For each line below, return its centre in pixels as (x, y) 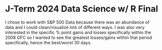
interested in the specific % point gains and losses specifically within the (78, 32)
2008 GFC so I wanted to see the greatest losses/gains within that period (79, 37)
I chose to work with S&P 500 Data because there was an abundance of (77, 22)
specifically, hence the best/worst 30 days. (48, 42)
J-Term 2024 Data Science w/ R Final (82, 9)
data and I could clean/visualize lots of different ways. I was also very (75, 27)
